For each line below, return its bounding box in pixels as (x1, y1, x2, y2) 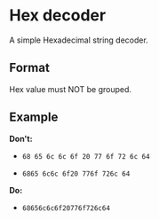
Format (9, 60, 51, 75)
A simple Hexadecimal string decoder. (9, 35, 148, 45)
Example (9, 110, 59, 125)
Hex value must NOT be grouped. (9, 83, 131, 94)
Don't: (9, 133, 33, 144)
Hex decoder (9, 5, 107, 26)
